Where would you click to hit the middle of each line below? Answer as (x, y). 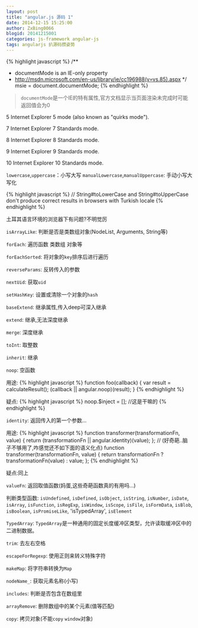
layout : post (22, 12)
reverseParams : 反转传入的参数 (43, 269)
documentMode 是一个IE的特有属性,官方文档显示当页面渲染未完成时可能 (104, 98)
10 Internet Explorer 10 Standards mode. (55, 163)
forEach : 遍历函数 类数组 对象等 (44, 244)
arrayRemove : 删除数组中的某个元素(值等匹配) (60, 606)
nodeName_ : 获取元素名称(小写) (42, 581)
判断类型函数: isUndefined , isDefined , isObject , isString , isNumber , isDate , (98, 498)
